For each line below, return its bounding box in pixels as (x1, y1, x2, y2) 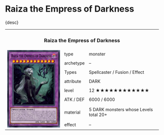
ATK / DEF (64, 97, 85, 102)
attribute (64, 79, 82, 84)
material (64, 109, 81, 115)
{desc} (5, 19, 19, 25)
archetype (64, 60, 85, 66)
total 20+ (88, 112, 107, 118)
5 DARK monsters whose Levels (88, 107, 153, 113)
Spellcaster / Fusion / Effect (88, 69, 144, 75)
